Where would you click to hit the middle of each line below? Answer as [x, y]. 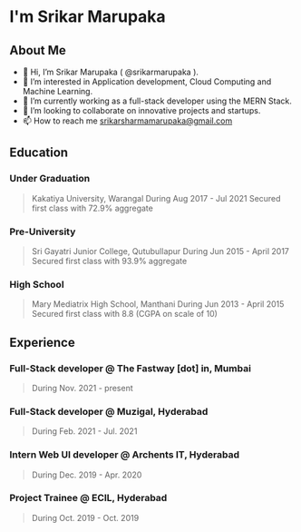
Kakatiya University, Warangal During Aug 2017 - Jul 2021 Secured [156, 198]
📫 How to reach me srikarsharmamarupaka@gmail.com [127, 121]
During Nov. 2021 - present [82, 388]
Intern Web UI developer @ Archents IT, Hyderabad [125, 455]
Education [39, 153]
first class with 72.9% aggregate [92, 208]
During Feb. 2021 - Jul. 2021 [84, 431]
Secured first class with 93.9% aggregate [109, 261]
